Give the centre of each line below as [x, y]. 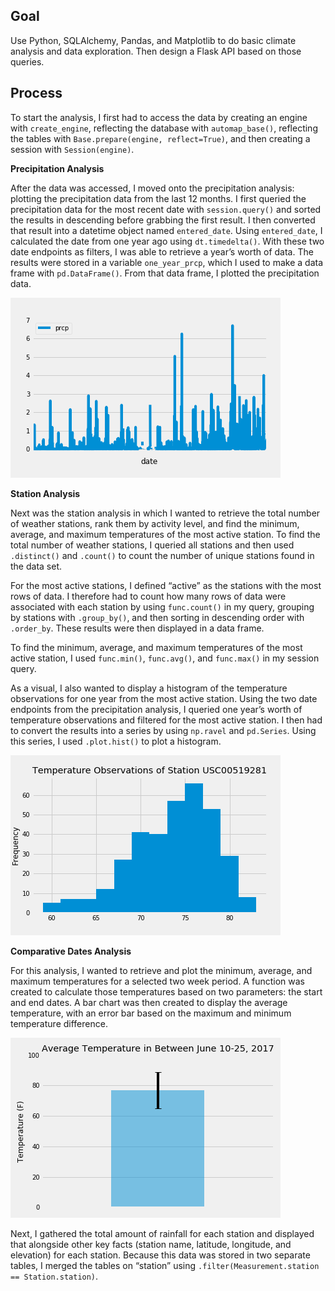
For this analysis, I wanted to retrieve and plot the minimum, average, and [161, 970]
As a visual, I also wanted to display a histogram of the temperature [149, 688]
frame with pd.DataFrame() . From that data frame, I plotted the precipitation [165, 273]
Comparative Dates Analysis [71, 951]
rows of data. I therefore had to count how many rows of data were [148, 596]
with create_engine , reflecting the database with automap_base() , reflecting [164, 128]
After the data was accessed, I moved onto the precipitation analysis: [152, 188]
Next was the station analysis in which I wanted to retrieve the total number [165, 513]
